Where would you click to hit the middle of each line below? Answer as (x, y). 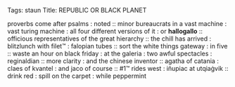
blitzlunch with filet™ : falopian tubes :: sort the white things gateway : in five (118, 46)
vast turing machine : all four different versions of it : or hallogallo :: (105, 31)
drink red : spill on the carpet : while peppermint (77, 76)
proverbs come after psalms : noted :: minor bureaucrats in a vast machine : (117, 24)
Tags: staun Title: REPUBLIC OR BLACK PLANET (77, 10)
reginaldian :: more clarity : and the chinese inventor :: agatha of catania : (113, 61)
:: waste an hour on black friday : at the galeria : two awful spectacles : (110, 53)
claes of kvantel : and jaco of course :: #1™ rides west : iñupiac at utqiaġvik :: (118, 68)
